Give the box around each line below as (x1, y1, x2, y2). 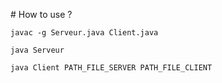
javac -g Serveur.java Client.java (10, 28, 159, 38)
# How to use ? (10, 9, 73, 20)
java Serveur (10, 45, 65, 55)
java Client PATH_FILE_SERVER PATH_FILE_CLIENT (10, 63, 213, 73)
